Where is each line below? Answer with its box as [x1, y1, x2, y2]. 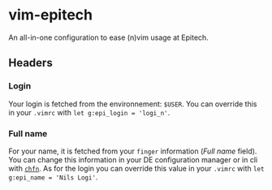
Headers [8, 56, 53, 70]
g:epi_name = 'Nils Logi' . [8, 172, 98, 182]
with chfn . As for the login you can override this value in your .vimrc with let [8, 163, 265, 173]
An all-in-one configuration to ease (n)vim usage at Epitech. [8, 32, 209, 42]
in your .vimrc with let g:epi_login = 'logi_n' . [8, 107, 171, 117]
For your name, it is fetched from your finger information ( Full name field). [8, 146, 257, 156]
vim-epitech [8, 6, 93, 24]
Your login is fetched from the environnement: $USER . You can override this [8, 99, 257, 109]
